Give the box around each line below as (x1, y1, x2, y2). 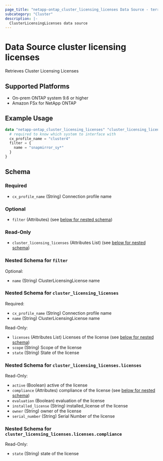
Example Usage (5, 114, 53, 123)
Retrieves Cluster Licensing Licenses (5, 68, 79, 74)
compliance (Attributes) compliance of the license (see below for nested (12, 388, 155, 393)
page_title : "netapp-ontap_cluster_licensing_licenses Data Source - (5, 7, 149, 12)
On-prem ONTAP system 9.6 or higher (12, 95, 89, 101)
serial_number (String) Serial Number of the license (12, 413, 115, 419)
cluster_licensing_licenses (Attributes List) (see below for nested (12, 240, 146, 246)
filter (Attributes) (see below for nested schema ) (12, 216, 113, 222)
